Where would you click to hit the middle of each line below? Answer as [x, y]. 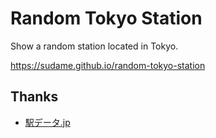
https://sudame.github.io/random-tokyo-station [108, 65]
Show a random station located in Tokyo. [94, 46]
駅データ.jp [47, 122]
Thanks [34, 97]
